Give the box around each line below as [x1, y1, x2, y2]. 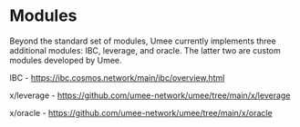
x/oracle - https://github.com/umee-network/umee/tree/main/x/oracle [9, 107, 273, 118]
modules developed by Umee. [9, 54, 122, 65]
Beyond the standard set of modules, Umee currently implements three [9, 35, 276, 46]
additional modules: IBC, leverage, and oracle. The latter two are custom [9, 44, 281, 55]
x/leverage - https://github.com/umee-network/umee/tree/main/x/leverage [9, 90, 291, 101]
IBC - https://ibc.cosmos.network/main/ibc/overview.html [9, 72, 225, 83]
